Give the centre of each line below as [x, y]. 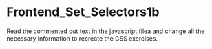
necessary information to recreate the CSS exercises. [82, 38]
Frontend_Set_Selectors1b [83, 12]
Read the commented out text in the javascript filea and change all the [106, 31]
